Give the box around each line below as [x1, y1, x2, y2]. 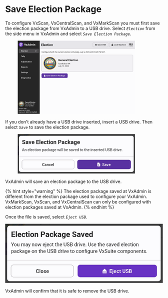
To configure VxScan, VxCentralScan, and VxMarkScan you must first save [5, 20, 160, 26]
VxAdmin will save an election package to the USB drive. [5, 178, 122, 184]
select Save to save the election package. [5, 124, 90, 130]
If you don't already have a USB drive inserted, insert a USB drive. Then [5, 119, 153, 125]
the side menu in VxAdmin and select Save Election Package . [5, 30, 131, 36]
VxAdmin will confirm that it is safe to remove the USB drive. [5, 287, 129, 293]
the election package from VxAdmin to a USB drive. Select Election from [5, 25, 155, 31]
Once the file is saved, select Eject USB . [5, 214, 87, 220]
